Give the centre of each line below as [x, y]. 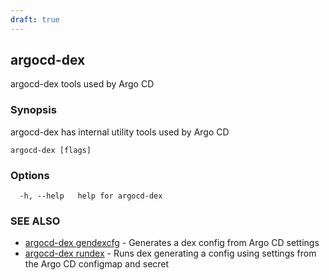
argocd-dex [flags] [51, 150]
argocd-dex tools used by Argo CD [82, 84]
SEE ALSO [35, 221]
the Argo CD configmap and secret [97, 264]
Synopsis [33, 110]
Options [30, 175]
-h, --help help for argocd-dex [91, 196]
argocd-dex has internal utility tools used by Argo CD [120, 132]
